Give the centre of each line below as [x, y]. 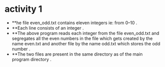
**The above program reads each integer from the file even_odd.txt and [85, 33]
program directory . [32, 59]
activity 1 [23, 9]
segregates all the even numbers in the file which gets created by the [82, 38]
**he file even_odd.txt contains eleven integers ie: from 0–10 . [75, 23]
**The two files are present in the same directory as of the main [77, 54]
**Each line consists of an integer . [48, 28]
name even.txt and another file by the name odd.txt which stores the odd [86, 43]
